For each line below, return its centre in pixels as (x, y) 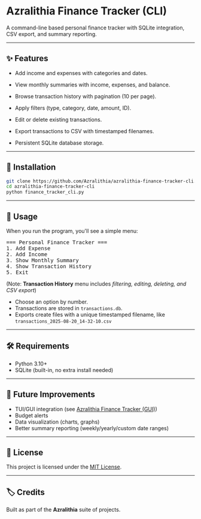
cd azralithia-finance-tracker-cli (51, 187)
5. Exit (17, 272)
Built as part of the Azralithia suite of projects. (63, 510)
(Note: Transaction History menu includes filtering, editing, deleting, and (96, 284)
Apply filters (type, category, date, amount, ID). (73, 108)
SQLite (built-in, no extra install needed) (64, 370)
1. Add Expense (28, 248)
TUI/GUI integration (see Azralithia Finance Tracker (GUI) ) (86, 409)
